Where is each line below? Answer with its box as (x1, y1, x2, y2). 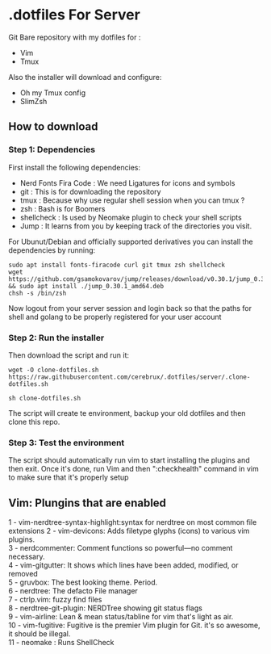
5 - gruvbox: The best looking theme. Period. (8, 577, 158, 587)
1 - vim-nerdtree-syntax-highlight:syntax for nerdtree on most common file (8, 518, 257, 527)
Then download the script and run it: (8, 350, 130, 360)
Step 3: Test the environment (8, 437, 125, 448)
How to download (8, 119, 98, 134)
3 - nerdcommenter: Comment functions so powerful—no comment (8, 543, 233, 553)
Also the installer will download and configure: (8, 72, 162, 82)
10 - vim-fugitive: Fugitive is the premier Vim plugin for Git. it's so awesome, (8, 620, 261, 631)
